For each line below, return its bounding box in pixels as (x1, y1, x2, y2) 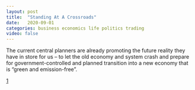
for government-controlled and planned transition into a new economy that (6, 60, 188, 67)
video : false (6, 31, 39, 37)
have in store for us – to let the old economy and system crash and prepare (6, 53, 190, 60)
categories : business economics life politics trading (6, 25, 145, 31)
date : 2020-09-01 (6, 20, 55, 25)
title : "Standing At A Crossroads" (6, 14, 97, 20)
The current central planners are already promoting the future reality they (6, 47, 186, 54)
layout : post (6, 8, 39, 15)
